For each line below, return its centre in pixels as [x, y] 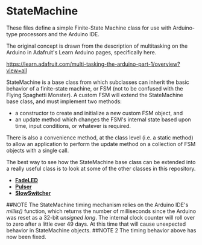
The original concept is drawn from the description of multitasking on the [97, 46]
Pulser [23, 186]
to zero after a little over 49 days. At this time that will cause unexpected [96, 224]
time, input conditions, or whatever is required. [73, 126]
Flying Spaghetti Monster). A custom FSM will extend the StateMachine [95, 95]
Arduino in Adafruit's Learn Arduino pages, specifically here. [81, 52]
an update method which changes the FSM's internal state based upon [103, 119]
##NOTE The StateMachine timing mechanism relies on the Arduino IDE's [97, 205]
